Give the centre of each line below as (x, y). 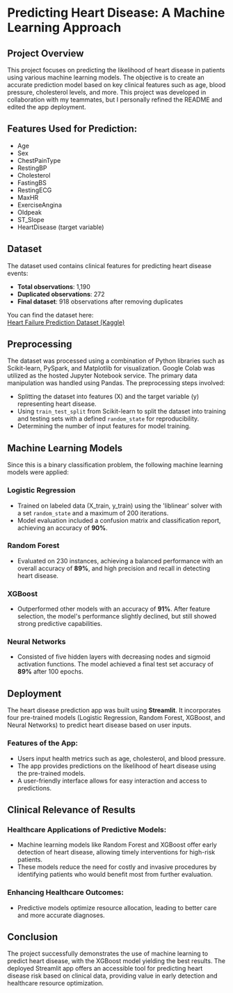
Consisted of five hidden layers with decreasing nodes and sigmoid (114, 657)
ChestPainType (39, 160)
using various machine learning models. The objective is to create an (106, 77)
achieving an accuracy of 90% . (62, 528)
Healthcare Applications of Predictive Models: (87, 829)
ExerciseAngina (40, 205)
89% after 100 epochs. (50, 672)
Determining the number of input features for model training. (104, 426)
